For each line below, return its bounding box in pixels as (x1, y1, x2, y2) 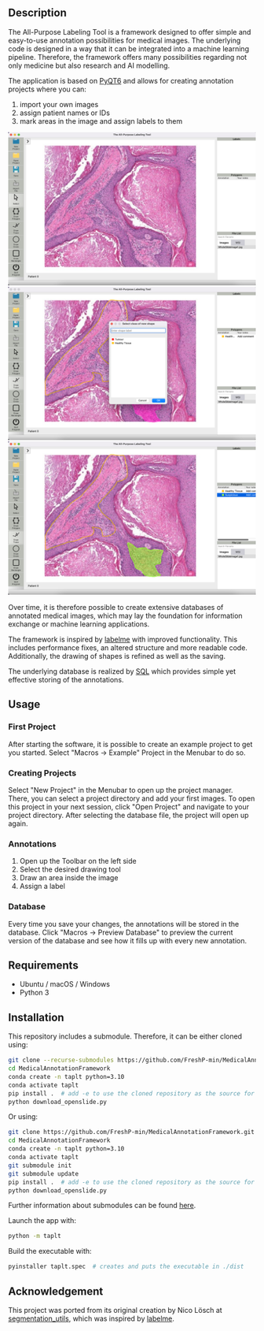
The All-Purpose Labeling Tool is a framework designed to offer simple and (8, 27, 251, 36)
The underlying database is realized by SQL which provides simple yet (8, 667, 236, 676)
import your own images (19, 99, 99, 109)
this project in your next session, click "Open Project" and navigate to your (8, 801, 250, 811)
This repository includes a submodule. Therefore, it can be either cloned (8, 1032, 242, 1041)
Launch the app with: (8, 1216, 77, 1225)
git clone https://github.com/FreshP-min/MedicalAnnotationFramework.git (8, 1128, 255, 1136)
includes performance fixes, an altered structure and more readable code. (8, 643, 247, 652)
